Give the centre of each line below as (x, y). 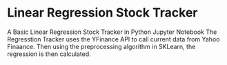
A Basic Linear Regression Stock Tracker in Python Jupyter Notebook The (112, 32)
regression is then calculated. (49, 54)
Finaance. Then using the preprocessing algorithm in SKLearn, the (101, 46)
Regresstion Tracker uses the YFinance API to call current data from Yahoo (113, 39)
